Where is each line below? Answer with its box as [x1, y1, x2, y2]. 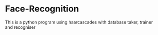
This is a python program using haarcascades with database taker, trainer [5, 19, 153, 25]
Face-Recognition [5, 3, 79, 14]
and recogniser [5, 24, 36, 30]
